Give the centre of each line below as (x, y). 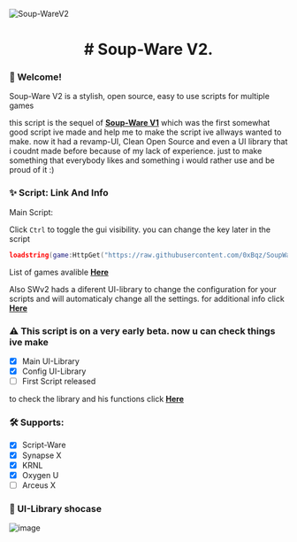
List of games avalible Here (59, 272)
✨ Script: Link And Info (59, 193)
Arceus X (38, 485)
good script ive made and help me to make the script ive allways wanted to (145, 132)
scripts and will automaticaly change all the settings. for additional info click (147, 298)
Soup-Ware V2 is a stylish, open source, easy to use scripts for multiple (139, 97)
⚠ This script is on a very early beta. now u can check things (142, 330)
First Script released (59, 382)
